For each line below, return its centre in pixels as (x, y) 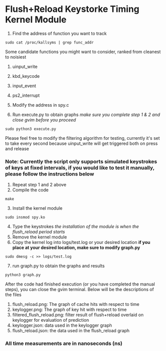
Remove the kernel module (40, 237)
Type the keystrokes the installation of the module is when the (76, 227)
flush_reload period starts (39, 232)
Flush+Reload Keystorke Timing (72, 9)
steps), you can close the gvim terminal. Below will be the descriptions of (80, 290)
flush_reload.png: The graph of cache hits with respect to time (76, 304)
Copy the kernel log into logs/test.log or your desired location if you (81, 242)
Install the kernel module (37, 208)
